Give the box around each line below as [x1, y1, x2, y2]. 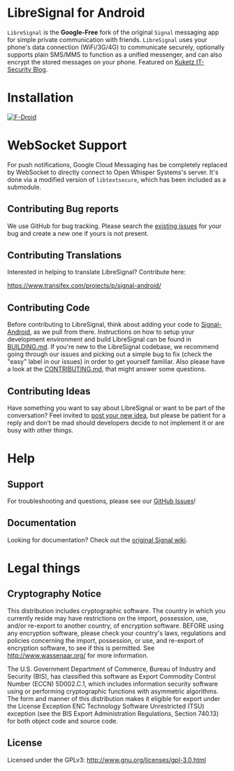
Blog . [32, 65, 48, 73]
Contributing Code [7, 302, 90, 313]
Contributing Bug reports [7, 203, 119, 215]
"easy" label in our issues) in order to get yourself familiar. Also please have [7, 358, 226, 366]
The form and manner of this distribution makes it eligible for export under [7, 694, 221, 702]
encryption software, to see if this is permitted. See [7, 644, 155, 652]
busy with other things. [7, 426, 73, 434]
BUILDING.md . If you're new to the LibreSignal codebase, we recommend [7, 343, 219, 351]
